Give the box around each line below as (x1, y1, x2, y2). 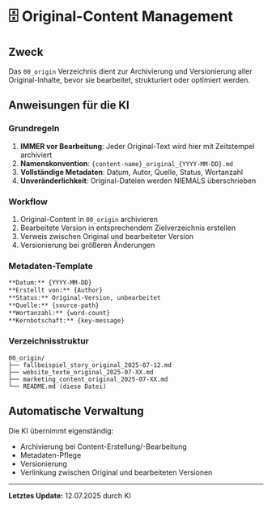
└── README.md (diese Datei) (8, 382, 107, 391)
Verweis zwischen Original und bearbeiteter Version (19, 231, 194, 241)
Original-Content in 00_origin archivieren (19, 214, 158, 224)
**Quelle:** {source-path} (8, 301, 100, 309)
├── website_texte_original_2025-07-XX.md (8, 368, 154, 376)
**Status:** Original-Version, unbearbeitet (8, 294, 161, 302)
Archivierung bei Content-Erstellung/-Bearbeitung (19, 442, 188, 451)
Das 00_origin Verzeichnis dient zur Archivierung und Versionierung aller (8, 66, 253, 76)
